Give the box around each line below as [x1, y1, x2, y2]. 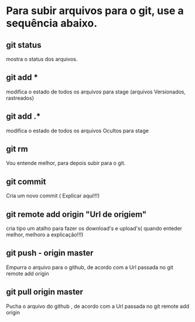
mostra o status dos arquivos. [6, 56, 78, 62]
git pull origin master [6, 287, 84, 297]
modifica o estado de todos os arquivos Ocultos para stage [6, 127, 149, 134]
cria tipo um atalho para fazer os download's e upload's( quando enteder [6, 225, 183, 232]
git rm [6, 144, 28, 154]
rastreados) [6, 94, 34, 101]
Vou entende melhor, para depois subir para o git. [6, 160, 126, 167]
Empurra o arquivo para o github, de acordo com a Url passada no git [6, 263, 174, 271]
